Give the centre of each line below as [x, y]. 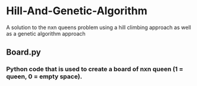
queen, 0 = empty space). [44, 77]
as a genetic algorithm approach [46, 33]
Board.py [24, 52]
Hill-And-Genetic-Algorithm [77, 11]
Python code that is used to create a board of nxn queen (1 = [95, 69]
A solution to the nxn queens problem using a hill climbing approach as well [99, 27]
